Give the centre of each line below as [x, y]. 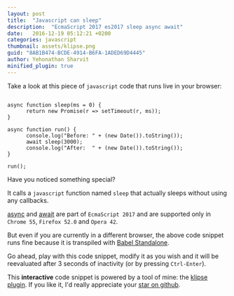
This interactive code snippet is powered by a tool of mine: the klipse [108, 277]
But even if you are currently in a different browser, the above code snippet [116, 235]
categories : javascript [42, 40]
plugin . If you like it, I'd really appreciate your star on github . [94, 284]
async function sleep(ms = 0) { [54, 105]
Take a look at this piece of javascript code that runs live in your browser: [115, 86]
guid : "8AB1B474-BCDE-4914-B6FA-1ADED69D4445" [76, 53]
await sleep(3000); [54, 142]
